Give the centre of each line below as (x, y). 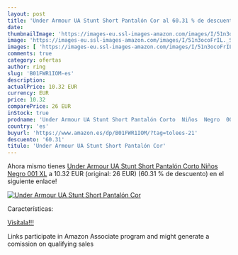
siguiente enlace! (32, 181)
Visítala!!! (21, 223)
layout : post (27, 14)
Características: (30, 209)
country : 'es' (28, 126)
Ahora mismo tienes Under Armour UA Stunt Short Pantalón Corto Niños (113, 166)
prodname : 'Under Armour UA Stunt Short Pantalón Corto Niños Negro (114, 119)
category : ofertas (34, 60)
